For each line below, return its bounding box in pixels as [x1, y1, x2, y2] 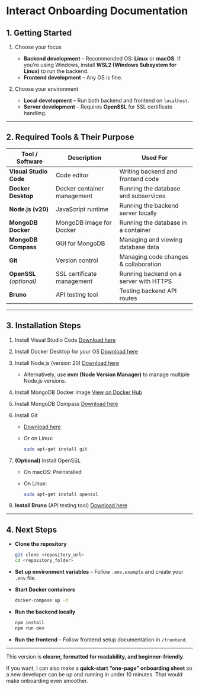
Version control [56, 256, 98, 265]
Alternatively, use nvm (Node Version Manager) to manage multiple [23, 371, 190, 378]
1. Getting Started [6, 28, 72, 38]
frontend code [119, 174, 159, 183]
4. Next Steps [6, 524, 57, 535]
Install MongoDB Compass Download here [14, 400, 118, 407]
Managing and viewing [119, 236, 182, 244]
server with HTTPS [119, 277, 172, 285]
